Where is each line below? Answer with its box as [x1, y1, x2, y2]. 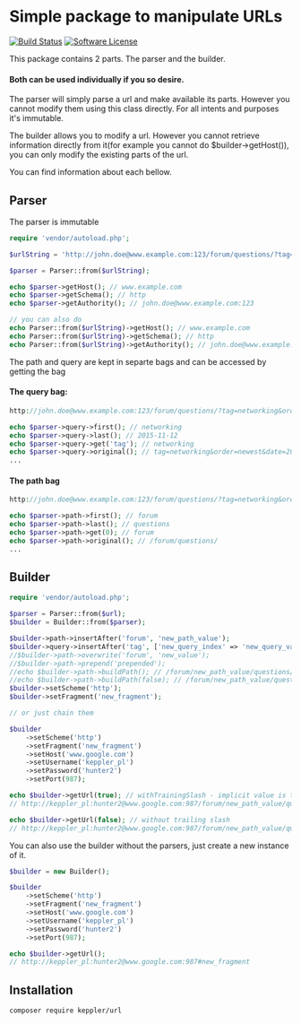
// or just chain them [9, 708, 94, 718]
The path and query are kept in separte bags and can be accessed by [9, 356, 267, 367]
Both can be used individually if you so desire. [9, 74, 185, 84]
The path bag [9, 475, 60, 486]
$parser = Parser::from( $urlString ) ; [9, 266, 150, 275]
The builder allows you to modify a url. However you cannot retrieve [9, 130, 260, 141]
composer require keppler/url [9, 1006, 123, 1015]
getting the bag [9, 366, 66, 377]
